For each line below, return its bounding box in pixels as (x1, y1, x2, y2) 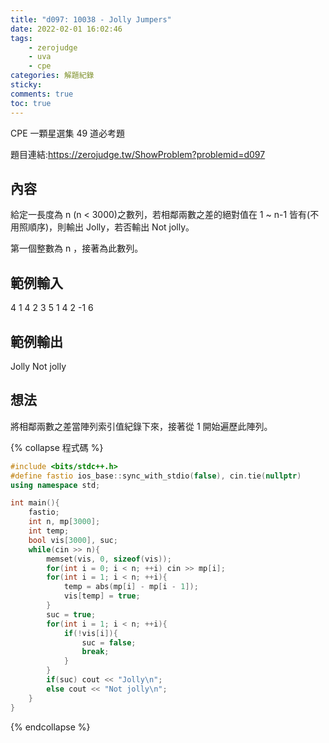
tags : (10, 33, 33, 43)
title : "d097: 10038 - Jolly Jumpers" (10, 14, 172, 25)
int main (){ (10, 498, 60, 508)
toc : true (10, 98, 52, 108)
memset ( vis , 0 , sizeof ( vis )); (46, 554, 172, 564)
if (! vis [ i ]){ (63, 628, 118, 638)
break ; (81, 647, 110, 657)
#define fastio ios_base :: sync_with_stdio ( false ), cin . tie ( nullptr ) (10, 471, 302, 481)
